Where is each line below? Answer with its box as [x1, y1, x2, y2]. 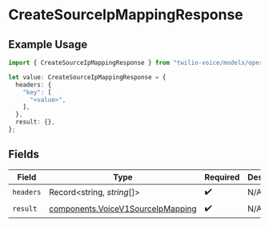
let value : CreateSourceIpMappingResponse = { [8, 73, 167, 81]
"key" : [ [22, 88, 52, 96]
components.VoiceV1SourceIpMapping [49, 203, 198, 214]
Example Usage [8, 38, 88, 51]
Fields [8, 148, 40, 161]
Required [204, 171, 240, 182]
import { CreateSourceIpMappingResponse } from [8, 59, 171, 67]
